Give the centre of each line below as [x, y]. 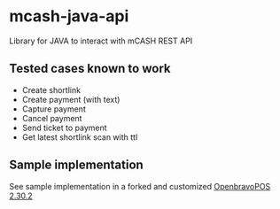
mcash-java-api [69, 16]
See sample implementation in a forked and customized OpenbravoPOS [140, 186]
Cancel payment [52, 118]
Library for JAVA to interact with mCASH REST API [101, 41]
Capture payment [54, 109]
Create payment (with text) [71, 99]
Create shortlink [51, 89]
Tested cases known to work [90, 69]
